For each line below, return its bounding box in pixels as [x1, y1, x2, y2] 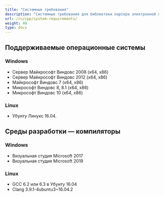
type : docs [5, 25, 27, 30]
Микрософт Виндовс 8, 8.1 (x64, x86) [12, 84, 89, 90]
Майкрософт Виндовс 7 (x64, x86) [12, 79, 83, 85]
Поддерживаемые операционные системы [5, 43, 145, 52]
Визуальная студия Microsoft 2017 [12, 153, 83, 158]
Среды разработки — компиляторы [5, 127, 121, 136]
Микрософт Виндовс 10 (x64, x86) [12, 90, 83, 96]
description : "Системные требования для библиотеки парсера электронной [5, 12, 156, 17]
